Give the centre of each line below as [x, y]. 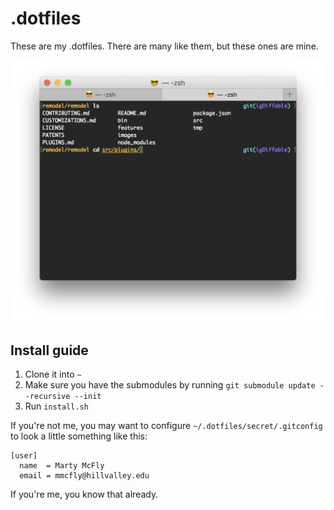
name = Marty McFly [62, 466]
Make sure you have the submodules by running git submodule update [170, 385]
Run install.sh [56, 406]
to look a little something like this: [79, 436]
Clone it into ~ [53, 374]
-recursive [47, 397]
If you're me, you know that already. [84, 494]
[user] [24, 456]
